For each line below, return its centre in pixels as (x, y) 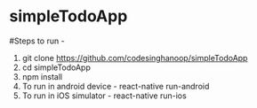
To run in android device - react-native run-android (116, 86)
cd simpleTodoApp (56, 67)
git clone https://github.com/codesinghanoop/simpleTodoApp (135, 58)
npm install (42, 76)
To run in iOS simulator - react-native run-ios (104, 96)
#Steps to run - (37, 41)
